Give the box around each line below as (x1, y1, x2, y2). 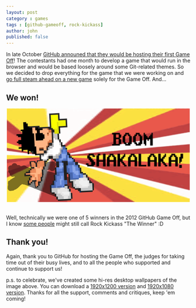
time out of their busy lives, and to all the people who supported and (6, 259, 171, 266)
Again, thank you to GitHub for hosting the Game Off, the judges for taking (6, 252, 185, 259)
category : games (6, 15, 49, 22)
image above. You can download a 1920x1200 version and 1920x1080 (6, 282, 174, 289)
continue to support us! (6, 265, 63, 272)
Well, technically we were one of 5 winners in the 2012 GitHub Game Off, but (6, 214, 191, 221)
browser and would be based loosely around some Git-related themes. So (6, 63, 184, 70)
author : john (6, 28, 38, 34)
